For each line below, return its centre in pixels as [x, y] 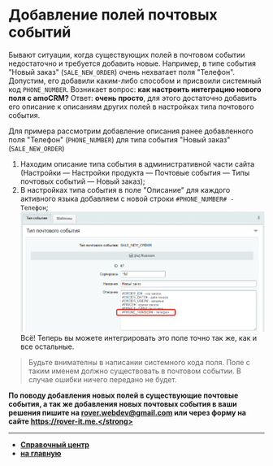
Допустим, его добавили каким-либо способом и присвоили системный [135, 81]
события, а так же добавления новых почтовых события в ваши [123, 404]
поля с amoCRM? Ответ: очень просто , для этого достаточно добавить [133, 98]
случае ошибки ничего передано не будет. [102, 380]
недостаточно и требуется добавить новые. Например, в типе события [132, 63]
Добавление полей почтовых [113, 15]
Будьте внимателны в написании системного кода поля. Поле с [139, 363]
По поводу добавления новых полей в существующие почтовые [123, 395]
